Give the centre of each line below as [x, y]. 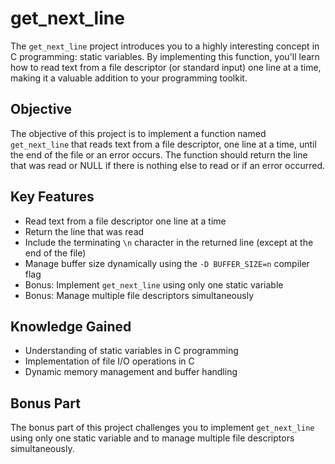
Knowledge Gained [71, 326]
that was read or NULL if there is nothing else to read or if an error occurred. [167, 165]
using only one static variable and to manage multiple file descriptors [152, 438]
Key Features [52, 197]
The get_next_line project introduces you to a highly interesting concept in [165, 46]
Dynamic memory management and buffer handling [131, 372]
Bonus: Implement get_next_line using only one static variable [154, 284]
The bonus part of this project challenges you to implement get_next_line [162, 428]
